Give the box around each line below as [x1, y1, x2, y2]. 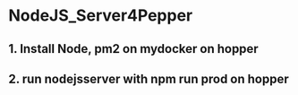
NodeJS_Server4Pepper [8, 5, 193, 26]
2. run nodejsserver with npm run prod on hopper [8, 71, 290, 86]
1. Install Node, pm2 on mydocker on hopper [8, 41, 259, 56]
